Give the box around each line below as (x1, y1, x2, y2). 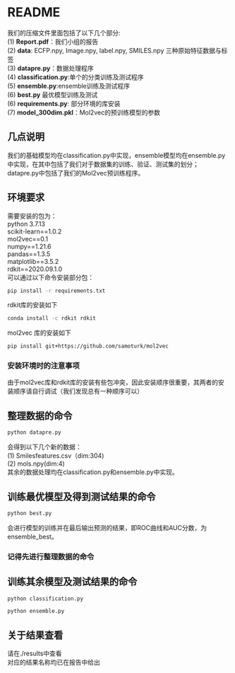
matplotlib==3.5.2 (7, 257, 59, 265)
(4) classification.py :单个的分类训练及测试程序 (7, 72, 144, 81)
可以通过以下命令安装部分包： (7, 273, 94, 282)
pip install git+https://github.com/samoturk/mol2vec (7, 343, 169, 350)
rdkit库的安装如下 (7, 301, 58, 309)
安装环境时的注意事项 (7, 361, 80, 371)
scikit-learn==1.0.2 (7, 227, 62, 236)
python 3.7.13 (7, 219, 46, 228)
